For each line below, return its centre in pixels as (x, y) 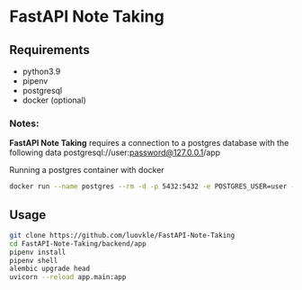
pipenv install (38, 252)
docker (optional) (54, 100)
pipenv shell (34, 260)
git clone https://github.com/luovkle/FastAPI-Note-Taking (122, 235)
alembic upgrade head (50, 269)
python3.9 (41, 71)
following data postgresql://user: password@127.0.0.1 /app (115, 153)
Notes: (24, 123)
